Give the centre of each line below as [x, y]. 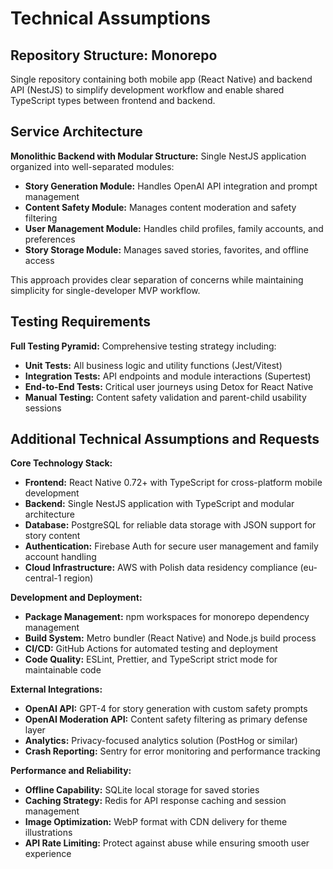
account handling [60, 557]
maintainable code [63, 670]
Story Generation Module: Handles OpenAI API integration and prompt [171, 186]
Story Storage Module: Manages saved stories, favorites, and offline [167, 249]
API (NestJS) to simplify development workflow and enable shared [147, 90]
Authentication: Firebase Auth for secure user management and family [171, 546]
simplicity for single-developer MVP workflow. [105, 290]
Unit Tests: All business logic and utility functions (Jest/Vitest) [153, 365]
